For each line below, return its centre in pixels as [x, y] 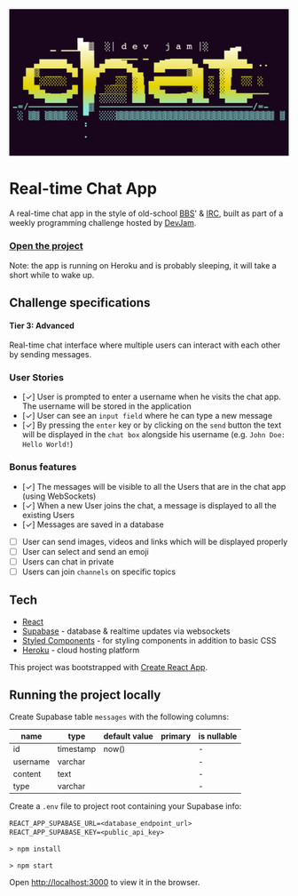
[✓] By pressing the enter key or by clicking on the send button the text [152, 425]
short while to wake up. [52, 275]
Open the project [46, 246]
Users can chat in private [68, 561]
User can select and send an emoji [85, 551]
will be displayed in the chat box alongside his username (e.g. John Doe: [153, 435]
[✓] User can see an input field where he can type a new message [147, 416]
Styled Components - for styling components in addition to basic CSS [149, 640]
